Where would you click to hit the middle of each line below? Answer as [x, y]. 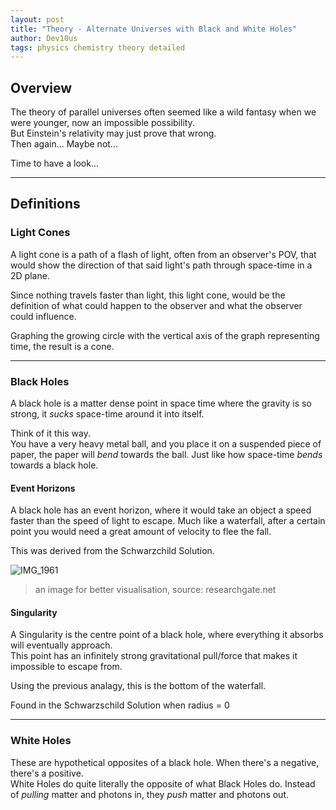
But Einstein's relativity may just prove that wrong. [113, 133]
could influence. [43, 316]
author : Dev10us [44, 38]
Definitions [45, 204]
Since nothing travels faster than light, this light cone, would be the [148, 295]
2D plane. [30, 275]
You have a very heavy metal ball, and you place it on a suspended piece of [166, 444]
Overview [41, 87]
